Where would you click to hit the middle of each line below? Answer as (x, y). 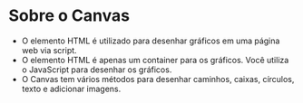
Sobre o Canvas (69, 16)
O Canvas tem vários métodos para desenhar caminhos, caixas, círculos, (158, 79)
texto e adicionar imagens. (71, 89)
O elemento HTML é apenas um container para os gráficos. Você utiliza (155, 60)
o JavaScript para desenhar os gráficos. (97, 70)
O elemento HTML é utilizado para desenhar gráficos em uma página (151, 41)
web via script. (49, 50)
